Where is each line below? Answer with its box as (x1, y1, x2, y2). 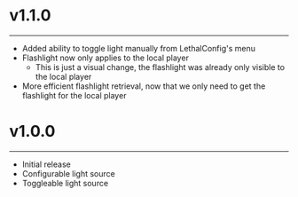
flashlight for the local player (21, 90, 127, 100)
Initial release (21, 159, 71, 169)
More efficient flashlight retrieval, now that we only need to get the (21, 81, 266, 91)
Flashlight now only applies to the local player (21, 52, 189, 63)
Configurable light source (21, 168, 115, 178)
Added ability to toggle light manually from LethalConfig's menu (21, 43, 255, 53)
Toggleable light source (21, 177, 109, 188)
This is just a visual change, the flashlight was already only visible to (35, 61, 286, 72)
